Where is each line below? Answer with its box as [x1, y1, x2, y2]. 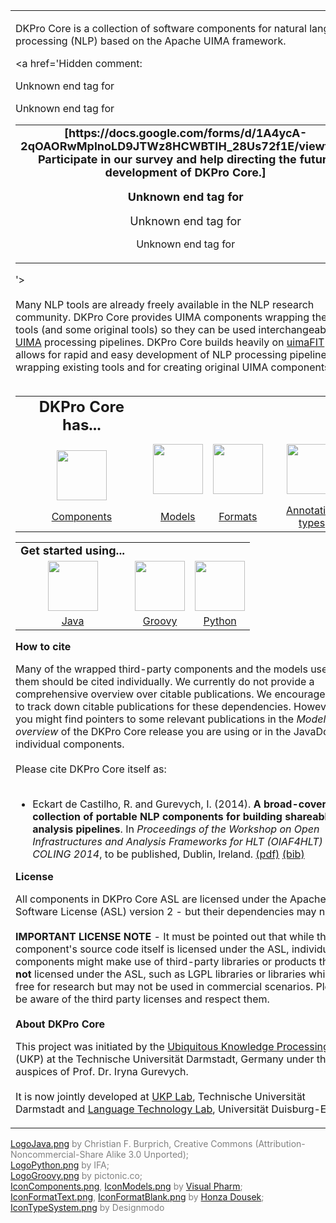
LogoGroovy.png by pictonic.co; [10, 1170, 143, 1181]
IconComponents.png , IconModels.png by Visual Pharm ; [10, 1180, 243, 1192]
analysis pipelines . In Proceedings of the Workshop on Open [32, 822, 320, 836]
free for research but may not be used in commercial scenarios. [15, 980, 314, 993]
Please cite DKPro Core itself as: [15, 762, 167, 776]
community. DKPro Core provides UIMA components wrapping [15, 310, 310, 324]
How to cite [15, 640, 72, 653]
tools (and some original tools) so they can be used [15, 323, 257, 336]
